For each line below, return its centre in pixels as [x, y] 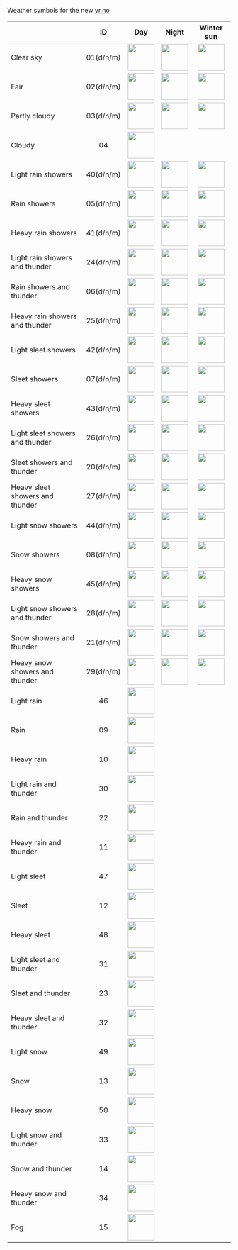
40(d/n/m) [103, 174]
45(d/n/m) [103, 584]
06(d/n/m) [103, 291]
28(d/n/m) [103, 613]
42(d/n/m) [103, 350]
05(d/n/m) [103, 203]
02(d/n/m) [103, 87]
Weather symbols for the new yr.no [58, 10]
